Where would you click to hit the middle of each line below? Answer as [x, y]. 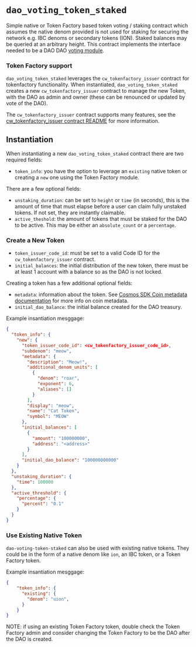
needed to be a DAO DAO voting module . [55, 50]
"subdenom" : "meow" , [47, 351]
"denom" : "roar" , [59, 378]
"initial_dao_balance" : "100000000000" [70, 460]
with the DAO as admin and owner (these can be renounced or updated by [96, 97]
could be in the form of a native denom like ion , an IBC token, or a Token [93, 554]
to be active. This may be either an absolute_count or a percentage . [95, 225]
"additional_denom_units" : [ [63, 368]
